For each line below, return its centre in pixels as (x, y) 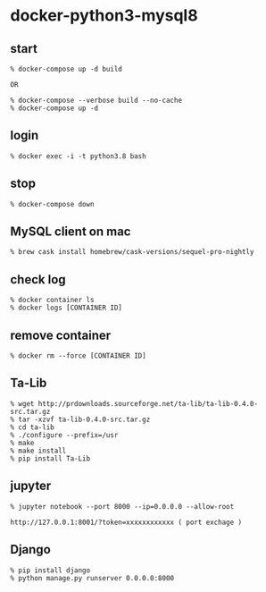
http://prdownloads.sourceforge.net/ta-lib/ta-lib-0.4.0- (148, 403)
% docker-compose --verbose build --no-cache (96, 100)
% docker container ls (52, 300)
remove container (61, 335)
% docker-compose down (52, 204)
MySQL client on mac (71, 232)
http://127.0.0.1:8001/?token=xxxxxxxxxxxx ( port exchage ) (126, 522)
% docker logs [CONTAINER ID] (66, 308)
